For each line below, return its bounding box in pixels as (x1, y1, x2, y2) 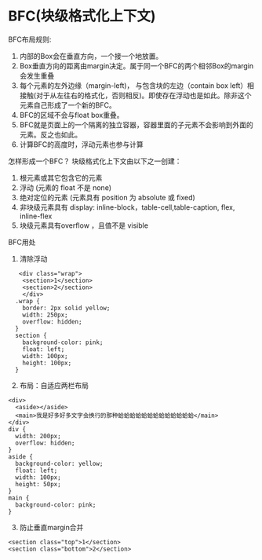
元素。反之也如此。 (19, 130, 82, 139)
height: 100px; (22, 359, 72, 367)
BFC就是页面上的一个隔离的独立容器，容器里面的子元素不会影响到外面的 (19, 119, 253, 130)
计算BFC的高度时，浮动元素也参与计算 (19, 139, 144, 149)
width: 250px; (22, 311, 68, 319)
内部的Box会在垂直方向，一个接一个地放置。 (19, 51, 163, 60)
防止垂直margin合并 (19, 522, 84, 532)
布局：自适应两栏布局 (19, 380, 89, 390)
